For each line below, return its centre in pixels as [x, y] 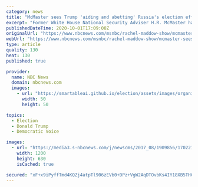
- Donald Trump [30, 126]
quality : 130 [22, 50]
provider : [18, 71]
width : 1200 [31, 153]
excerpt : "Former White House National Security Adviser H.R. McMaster [96, 22]
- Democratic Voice [35, 132]
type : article [24, 45]
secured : [17, 175]
